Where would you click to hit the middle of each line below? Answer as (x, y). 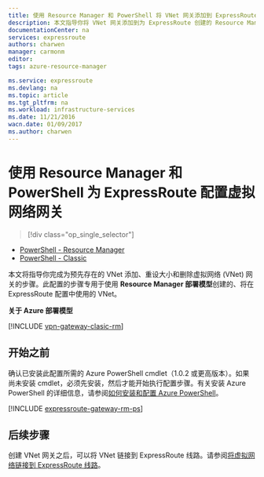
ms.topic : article (38, 95)
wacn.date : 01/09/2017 (45, 125)
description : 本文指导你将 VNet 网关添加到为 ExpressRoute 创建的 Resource (126, 23)
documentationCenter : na (49, 30)
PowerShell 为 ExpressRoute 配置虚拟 (132, 192)
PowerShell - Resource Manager (72, 249)
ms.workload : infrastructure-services (71, 110)
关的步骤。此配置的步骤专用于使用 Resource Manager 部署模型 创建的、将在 (131, 284)
